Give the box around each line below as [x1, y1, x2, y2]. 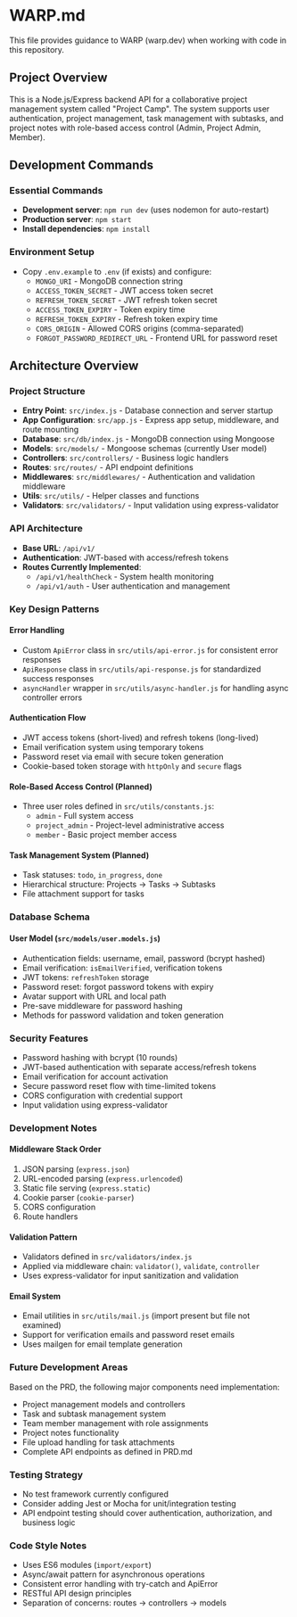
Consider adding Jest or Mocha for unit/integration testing [21, 1498, 236, 1508]
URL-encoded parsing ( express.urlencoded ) [21, 1174, 184, 1184]
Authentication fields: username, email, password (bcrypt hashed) [21, 953, 266, 963]
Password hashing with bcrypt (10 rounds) [21, 1052, 178, 1062]
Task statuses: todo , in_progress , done [21, 870, 163, 880]
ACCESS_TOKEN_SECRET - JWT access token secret [35, 285, 214, 295]
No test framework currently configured [21, 1489, 169, 1499]
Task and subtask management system [21, 1408, 167, 1419]
